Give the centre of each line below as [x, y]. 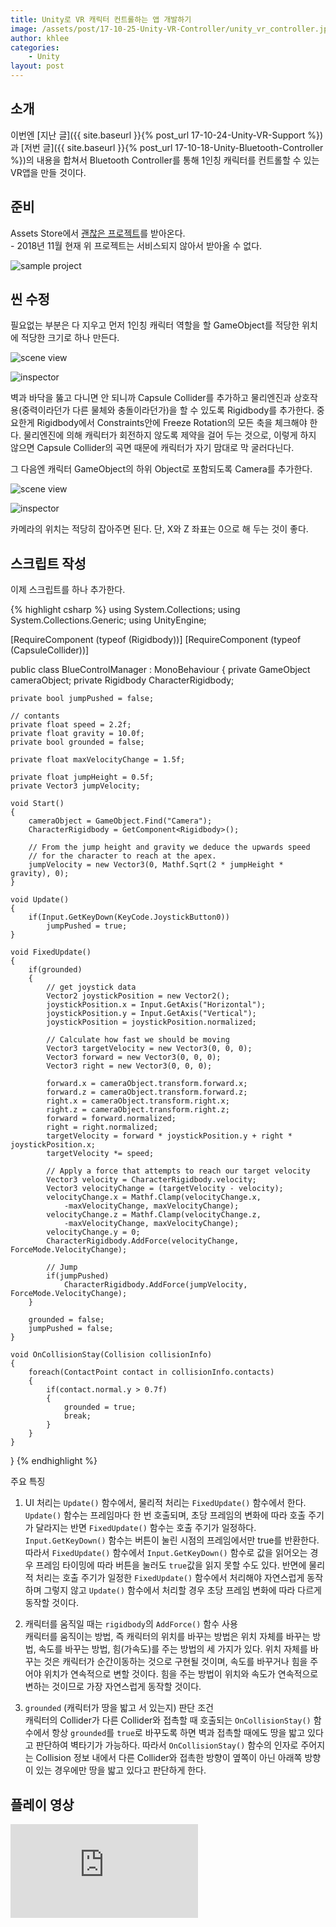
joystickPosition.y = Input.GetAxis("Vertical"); [151, 1014]
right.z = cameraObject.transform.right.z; [138, 1110]
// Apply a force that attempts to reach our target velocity [178, 1171]
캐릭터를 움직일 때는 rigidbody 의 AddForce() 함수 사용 [131, 1624]
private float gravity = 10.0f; [77, 734]
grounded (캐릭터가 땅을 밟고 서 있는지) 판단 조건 [119, 1708]
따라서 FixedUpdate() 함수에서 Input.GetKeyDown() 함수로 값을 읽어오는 [166, 1553]
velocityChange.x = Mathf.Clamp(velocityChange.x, [154, 1197]
